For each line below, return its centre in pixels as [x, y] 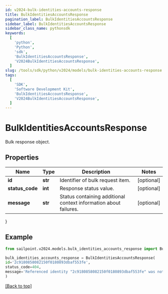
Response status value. [87, 188]
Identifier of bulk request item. [95, 180]
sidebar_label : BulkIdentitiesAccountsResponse [56, 24]
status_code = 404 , [23, 267]
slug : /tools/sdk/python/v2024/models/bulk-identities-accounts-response [84, 71]
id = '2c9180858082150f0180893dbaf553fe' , [48, 262]
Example [19, 237]
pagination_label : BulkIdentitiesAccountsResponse [59, 19]
